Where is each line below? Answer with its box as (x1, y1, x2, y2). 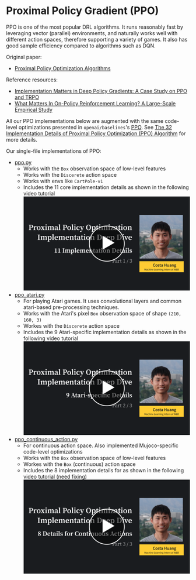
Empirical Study (14, 106, 52, 113)
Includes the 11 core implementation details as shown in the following (23, 183, 190, 191)
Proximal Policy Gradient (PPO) (6, 4, 159, 18)
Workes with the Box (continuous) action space (23, 461, 136, 468)
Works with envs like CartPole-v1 (23, 177, 103, 184)
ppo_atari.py (14, 291, 45, 298)
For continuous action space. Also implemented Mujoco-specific (23, 442, 179, 449)
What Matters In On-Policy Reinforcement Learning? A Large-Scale (14, 99, 176, 107)
